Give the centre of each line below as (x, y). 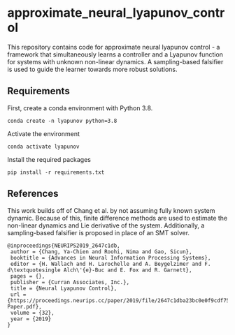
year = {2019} (31, 319)
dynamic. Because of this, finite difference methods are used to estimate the (117, 218)
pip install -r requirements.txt (56, 172)
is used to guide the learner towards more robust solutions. (92, 69)
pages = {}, (28, 276)
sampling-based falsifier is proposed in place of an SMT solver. (99, 232)
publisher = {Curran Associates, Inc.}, (70, 282)
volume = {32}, (32, 313)
